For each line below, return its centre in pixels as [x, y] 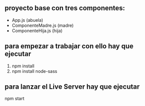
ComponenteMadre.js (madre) [43, 25]
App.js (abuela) [27, 20]
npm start [15, 99]
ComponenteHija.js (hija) [37, 30]
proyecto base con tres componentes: [65, 8]
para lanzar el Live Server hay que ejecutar [72, 87]
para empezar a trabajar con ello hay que [69, 46]
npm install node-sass [35, 71]
